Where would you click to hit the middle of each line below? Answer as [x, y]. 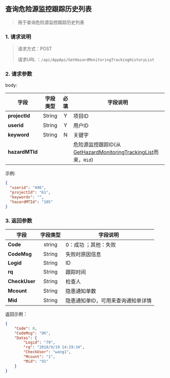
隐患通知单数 [81, 291]
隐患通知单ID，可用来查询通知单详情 [109, 300]
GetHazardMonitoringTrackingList [113, 152]
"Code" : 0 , [26, 328]
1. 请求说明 [18, 37]
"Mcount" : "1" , [39, 357]
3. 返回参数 [19, 221]
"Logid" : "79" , [39, 342]
